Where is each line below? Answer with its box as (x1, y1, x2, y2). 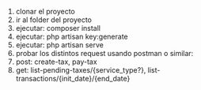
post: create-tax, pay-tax (15, 57, 97, 66)
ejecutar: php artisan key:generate (15, 32, 128, 41)
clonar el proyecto (15, 7, 75, 16)
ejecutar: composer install (15, 24, 101, 32)
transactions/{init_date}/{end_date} (15, 74, 131, 83)
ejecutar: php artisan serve (15, 40, 104, 50)
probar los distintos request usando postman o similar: (15, 49, 194, 58)
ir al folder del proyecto (15, 15, 93, 24)
